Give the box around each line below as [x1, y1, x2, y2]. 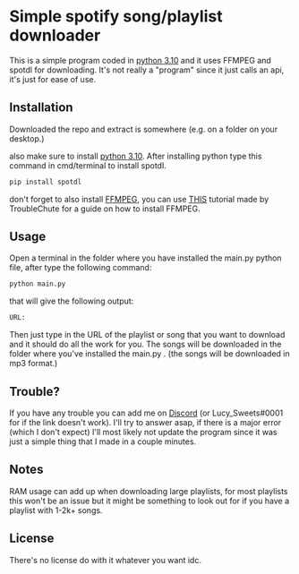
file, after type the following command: [9, 262, 152, 273]
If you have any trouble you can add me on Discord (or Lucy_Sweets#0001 [9, 407, 284, 418]
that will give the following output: [9, 296, 134, 306]
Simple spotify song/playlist [9, 6, 223, 27]
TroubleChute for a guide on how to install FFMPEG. [9, 203, 201, 214]
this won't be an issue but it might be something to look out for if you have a [9, 495, 290, 506]
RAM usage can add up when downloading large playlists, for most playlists [9, 485, 288, 496]
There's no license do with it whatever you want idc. [9, 554, 201, 565]
